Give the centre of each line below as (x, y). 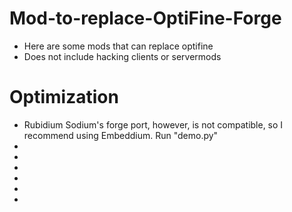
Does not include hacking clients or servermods (122, 56)
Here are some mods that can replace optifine (118, 46)
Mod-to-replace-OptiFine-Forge (145, 18)
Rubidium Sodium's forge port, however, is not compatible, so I (153, 124)
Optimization (64, 97)
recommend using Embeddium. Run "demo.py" (121, 135)
